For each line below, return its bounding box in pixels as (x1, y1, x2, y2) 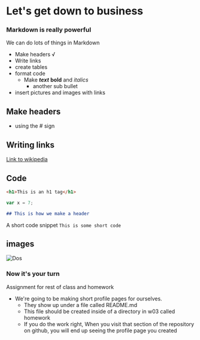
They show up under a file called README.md (23, 301, 138, 308)
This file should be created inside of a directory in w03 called (23, 308, 175, 315)
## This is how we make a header (6, 210, 90, 216)
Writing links (6, 140, 55, 150)
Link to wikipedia (6, 156, 48, 163)
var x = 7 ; (6, 200, 34, 206)
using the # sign (14, 122, 55, 130)
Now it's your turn (6, 270, 60, 278)
